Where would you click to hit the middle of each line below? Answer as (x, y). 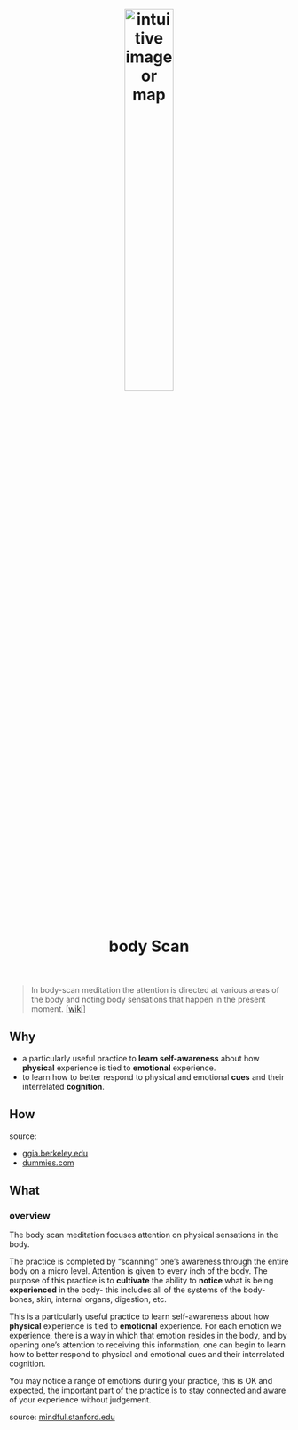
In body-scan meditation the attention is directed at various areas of (155, 989)
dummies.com (48, 1163)
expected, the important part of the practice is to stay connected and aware (148, 1390)
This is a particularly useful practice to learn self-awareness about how (139, 1316)
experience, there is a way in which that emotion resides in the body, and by (148, 1336)
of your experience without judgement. (80, 1400)
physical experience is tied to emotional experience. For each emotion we (145, 1326)
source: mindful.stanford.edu (62, 1417)
